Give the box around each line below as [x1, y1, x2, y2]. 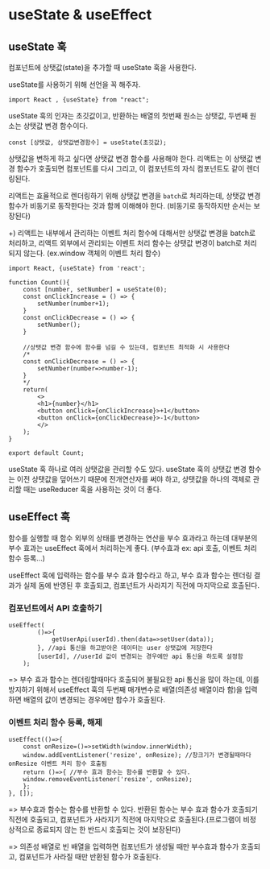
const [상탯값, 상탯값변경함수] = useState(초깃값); [8, 139, 168, 147]
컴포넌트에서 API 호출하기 [8, 602, 102, 614]
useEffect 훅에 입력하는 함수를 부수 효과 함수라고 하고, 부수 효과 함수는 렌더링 [8, 570, 252, 580]
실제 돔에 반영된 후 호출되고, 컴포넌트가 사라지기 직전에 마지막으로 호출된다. [23, 580, 260, 590]
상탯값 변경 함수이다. [23, 121, 89, 130]
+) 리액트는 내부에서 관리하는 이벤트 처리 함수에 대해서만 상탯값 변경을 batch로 [8, 228, 256, 238]
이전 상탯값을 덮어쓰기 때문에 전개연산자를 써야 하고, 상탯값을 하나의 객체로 [16, 474, 251, 484]
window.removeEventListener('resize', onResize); [23, 776, 193, 784]
